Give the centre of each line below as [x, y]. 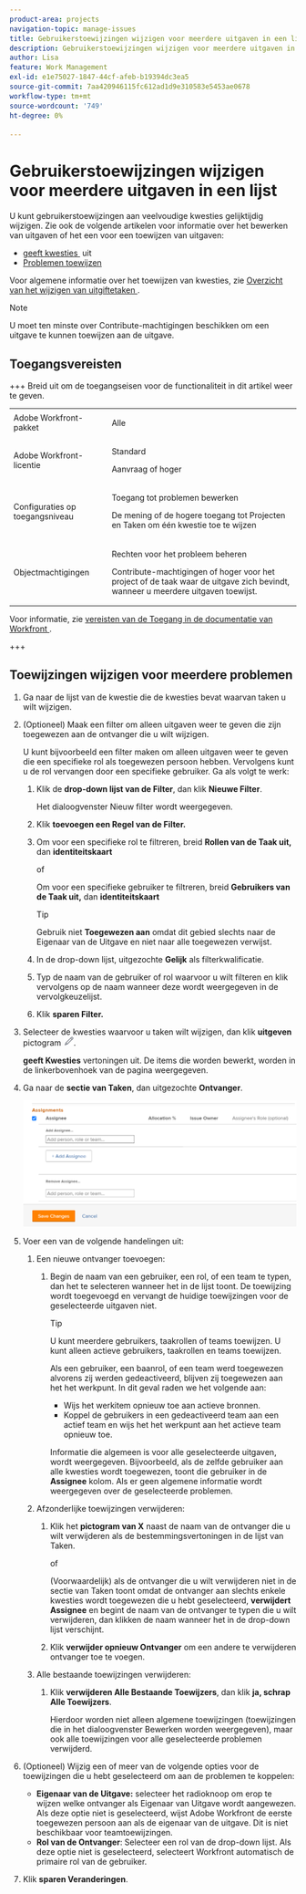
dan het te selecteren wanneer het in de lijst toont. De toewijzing [170, 1285]
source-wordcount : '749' [56, 106]
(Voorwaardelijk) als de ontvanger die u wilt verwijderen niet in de [173, 1581]
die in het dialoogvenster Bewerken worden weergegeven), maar [171, 1729]
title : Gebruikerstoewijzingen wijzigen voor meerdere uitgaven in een [148, 38]
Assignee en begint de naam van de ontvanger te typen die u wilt [173, 1609]
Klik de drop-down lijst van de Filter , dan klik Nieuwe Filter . [149, 788]
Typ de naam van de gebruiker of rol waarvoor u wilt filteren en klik [162, 977]
